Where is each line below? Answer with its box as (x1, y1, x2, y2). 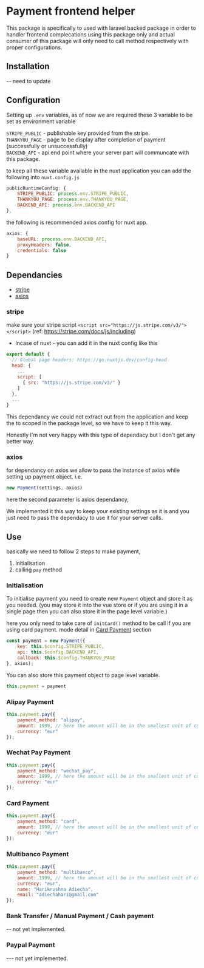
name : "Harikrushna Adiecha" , (17, 886, 94, 892)
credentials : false (17, 247, 67, 253)
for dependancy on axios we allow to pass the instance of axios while (6, 466, 180, 474)
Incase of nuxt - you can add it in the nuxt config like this (15, 339, 158, 347)
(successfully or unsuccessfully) (6, 142, 88, 149)
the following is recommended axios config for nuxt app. (6, 219, 148, 226)
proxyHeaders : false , (17, 242, 72, 248)
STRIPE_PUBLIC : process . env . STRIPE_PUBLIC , (17, 191, 129, 197)
